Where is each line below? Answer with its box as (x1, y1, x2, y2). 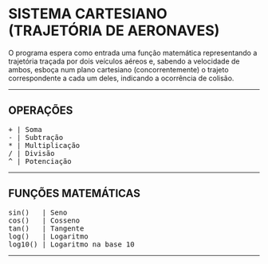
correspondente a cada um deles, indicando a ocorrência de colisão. (8, 73, 235, 83)
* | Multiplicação (8, 141, 81, 149)
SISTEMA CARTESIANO (8, 5, 167, 23)
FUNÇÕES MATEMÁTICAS (8, 187, 141, 200)
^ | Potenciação (8, 157, 72, 165)
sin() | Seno (8, 208, 68, 217)
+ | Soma (8, 125, 42, 134)
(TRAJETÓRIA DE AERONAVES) (8, 21, 220, 40)
